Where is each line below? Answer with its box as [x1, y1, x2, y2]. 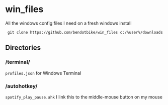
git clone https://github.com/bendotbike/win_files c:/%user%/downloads [7, 30, 163, 35]
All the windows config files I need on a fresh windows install [5, 20, 132, 26]
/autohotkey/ [5, 82, 38, 89]
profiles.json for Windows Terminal [5, 70, 81, 76]
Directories [5, 44, 41, 52]
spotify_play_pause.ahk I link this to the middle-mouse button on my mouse [5, 94, 162, 100]
